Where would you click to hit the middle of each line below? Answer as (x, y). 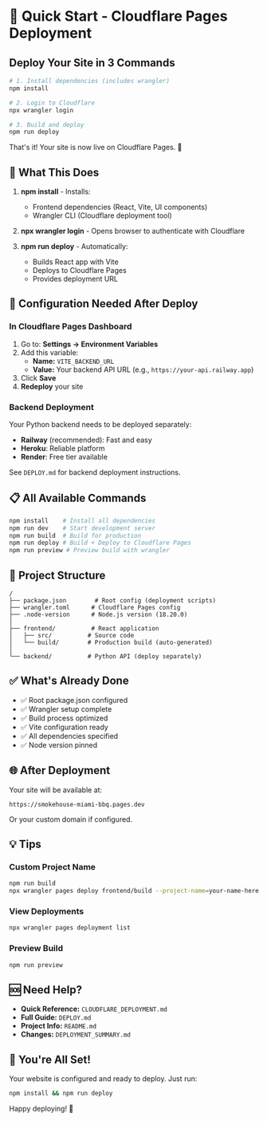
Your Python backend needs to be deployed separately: (100, 424)
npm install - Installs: (55, 191)
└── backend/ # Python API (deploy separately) (106, 657)
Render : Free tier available (64, 457)
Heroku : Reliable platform (63, 448)
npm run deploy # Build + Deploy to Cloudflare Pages (100, 543)
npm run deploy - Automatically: (74, 247)
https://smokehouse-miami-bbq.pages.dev (77, 804)
